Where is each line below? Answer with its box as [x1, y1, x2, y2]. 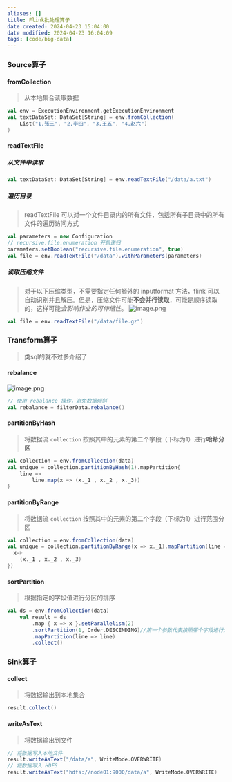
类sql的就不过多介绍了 [23, 352, 88, 361]
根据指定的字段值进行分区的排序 [23, 593, 115, 602]
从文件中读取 [7, 158, 43, 166]
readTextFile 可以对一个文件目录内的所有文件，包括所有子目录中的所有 [23, 211, 224, 219]
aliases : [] [7, 10, 41, 17]
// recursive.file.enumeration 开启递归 [7, 240, 121, 247]
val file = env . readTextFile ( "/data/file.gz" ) [7, 318, 144, 325]
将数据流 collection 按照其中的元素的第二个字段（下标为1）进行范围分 [23, 514, 224, 522]
